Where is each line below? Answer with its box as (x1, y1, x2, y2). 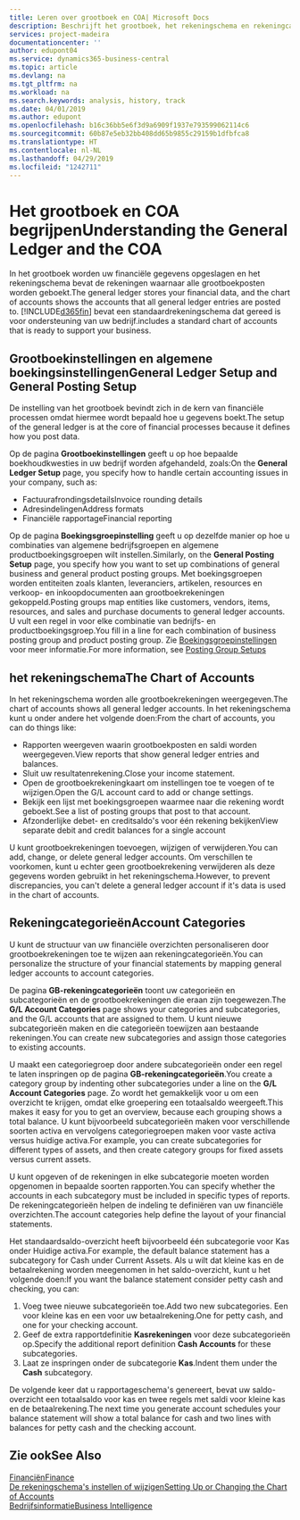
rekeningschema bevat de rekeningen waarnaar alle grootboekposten (9, 278, 265, 288)
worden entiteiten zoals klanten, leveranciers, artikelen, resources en (9, 577, 262, 589)
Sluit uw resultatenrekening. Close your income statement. (21, 768, 235, 778)
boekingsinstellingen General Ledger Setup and (9, 365, 278, 380)
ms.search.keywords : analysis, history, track (9, 96, 186, 105)
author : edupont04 (9, 46, 78, 55)
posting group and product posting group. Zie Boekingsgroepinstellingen (9, 635, 278, 645)
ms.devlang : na (9, 71, 66, 80)
